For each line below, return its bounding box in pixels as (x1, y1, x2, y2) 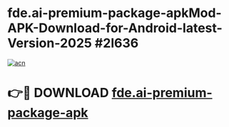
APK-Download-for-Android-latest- (7, 20, 223, 36)
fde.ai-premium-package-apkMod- (7, 5, 223, 21)
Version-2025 (7, 35, 93, 51)
